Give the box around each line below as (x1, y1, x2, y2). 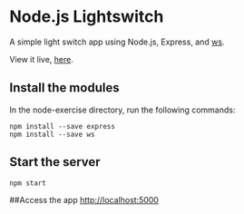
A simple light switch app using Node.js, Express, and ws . (9, 36, 225, 47)
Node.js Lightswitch (9, 6, 164, 27)
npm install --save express (9, 122, 116, 131)
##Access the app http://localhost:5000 (9, 194, 159, 205)
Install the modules (9, 80, 120, 96)
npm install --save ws (9, 130, 95, 139)
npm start (9, 179, 47, 188)
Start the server (9, 154, 102, 170)
